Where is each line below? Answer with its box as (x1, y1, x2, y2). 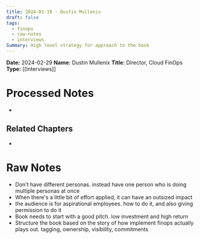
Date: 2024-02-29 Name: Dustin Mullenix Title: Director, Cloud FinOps (6, 58, 183, 66)
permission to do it (14, 206, 62, 214)
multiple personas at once (14, 187, 80, 194)
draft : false (6, 14, 39, 20)
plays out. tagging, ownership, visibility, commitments (14, 225, 149, 232)
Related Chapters (6, 124, 73, 134)
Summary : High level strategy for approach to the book (6, 43, 149, 49)
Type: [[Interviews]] (6, 65, 56, 72)
